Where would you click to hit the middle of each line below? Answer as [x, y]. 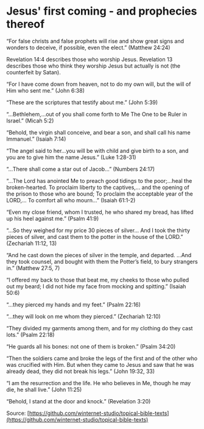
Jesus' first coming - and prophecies [102, 11]
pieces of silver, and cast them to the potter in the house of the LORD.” [95, 236]
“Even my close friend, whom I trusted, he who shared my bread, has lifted [100, 212]
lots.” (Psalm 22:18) [30, 335]
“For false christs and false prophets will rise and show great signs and [95, 41]
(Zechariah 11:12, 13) [32, 243]
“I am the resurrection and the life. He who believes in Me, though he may [99, 383]
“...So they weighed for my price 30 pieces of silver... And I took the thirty [98, 230]
